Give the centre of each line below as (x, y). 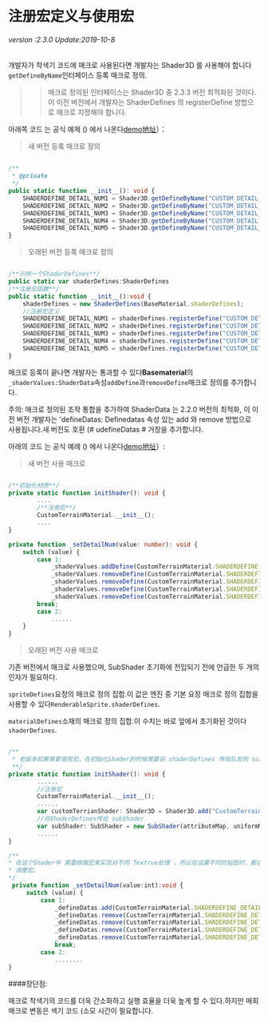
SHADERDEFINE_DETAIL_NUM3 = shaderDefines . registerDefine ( (123, 334)
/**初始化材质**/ (34, 485)
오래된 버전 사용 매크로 (63, 650)
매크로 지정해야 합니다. (92, 112)
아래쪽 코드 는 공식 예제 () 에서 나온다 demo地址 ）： (88, 130)
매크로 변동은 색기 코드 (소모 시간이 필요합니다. (81, 1010)
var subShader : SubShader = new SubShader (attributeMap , (133, 826)
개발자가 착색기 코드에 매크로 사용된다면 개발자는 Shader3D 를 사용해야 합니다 (130, 66)
